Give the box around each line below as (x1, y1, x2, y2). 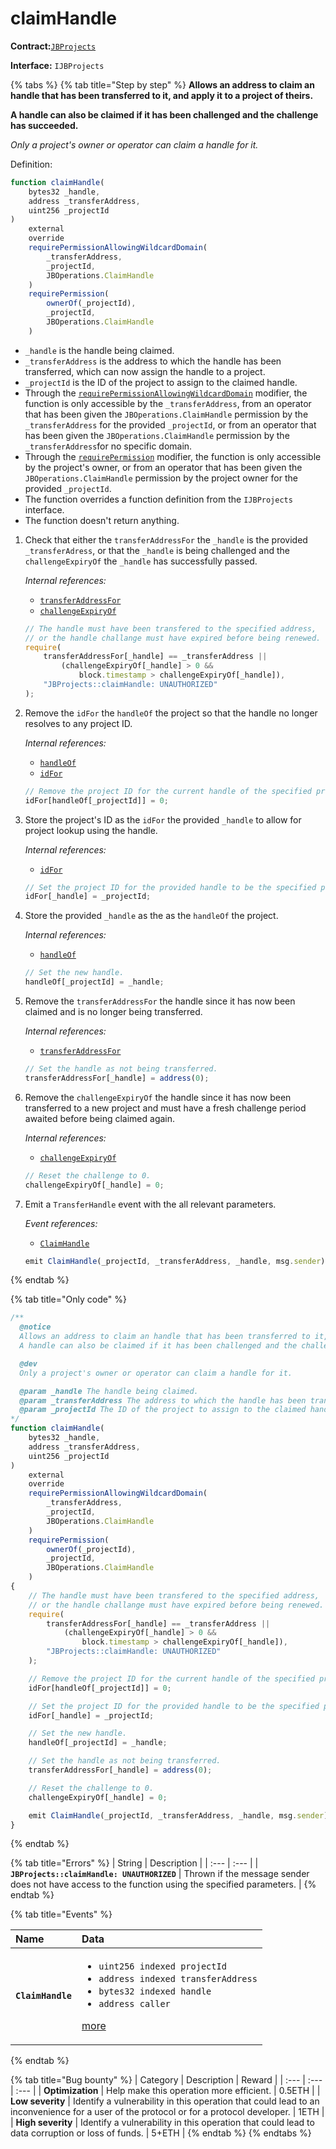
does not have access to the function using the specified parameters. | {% (10, 1878, 317, 1891)
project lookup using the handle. (24, 824, 158, 836)
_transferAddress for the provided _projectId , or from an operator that (24, 418, 317, 431)
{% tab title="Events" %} (10, 1908, 113, 1921)
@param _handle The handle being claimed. (19, 1386, 199, 1396)
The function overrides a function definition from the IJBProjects (24, 493, 293, 505)
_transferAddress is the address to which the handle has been (24, 355, 282, 367)
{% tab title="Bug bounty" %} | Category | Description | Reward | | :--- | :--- (10, 2074, 323, 2086)
